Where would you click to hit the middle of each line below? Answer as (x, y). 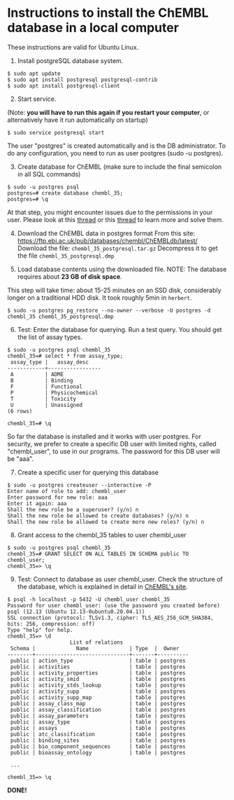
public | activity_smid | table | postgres (98, 679)
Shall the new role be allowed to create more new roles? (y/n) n (106, 522)
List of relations (96, 642)
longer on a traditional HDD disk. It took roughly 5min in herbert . (100, 297)
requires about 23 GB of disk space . (70, 276)
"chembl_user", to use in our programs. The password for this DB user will (114, 451)
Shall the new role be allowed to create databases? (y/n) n (98, 516)
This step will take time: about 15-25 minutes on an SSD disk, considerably (114, 290)
